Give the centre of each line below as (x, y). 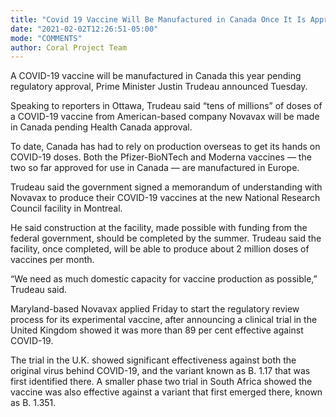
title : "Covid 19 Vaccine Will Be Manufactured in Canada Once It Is (158, 19)
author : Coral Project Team (69, 47)
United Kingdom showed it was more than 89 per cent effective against (157, 330)
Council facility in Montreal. (66, 208)
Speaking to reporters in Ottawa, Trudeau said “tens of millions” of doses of (166, 106)
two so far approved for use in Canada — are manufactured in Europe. (155, 168)
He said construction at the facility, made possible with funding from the (159, 228)
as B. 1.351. (33, 403)
